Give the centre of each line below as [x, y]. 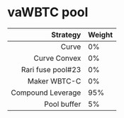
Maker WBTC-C [54, 81]
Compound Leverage [46, 93]
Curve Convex [57, 58]
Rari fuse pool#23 [51, 69]
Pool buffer [63, 104]
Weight [100, 35]
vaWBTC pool [48, 12]
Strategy [66, 35]
